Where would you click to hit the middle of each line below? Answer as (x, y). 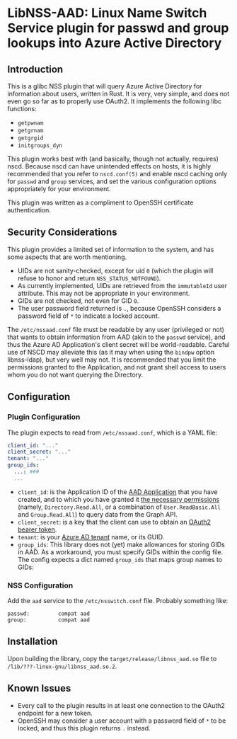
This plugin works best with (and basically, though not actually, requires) (113, 159)
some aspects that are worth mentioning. (67, 257)
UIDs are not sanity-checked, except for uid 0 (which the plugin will (115, 270)
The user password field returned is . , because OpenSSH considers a (119, 308)
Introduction (35, 69)
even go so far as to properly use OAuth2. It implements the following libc (115, 101)
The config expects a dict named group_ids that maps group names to (120, 559)
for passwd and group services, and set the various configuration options (112, 181)
